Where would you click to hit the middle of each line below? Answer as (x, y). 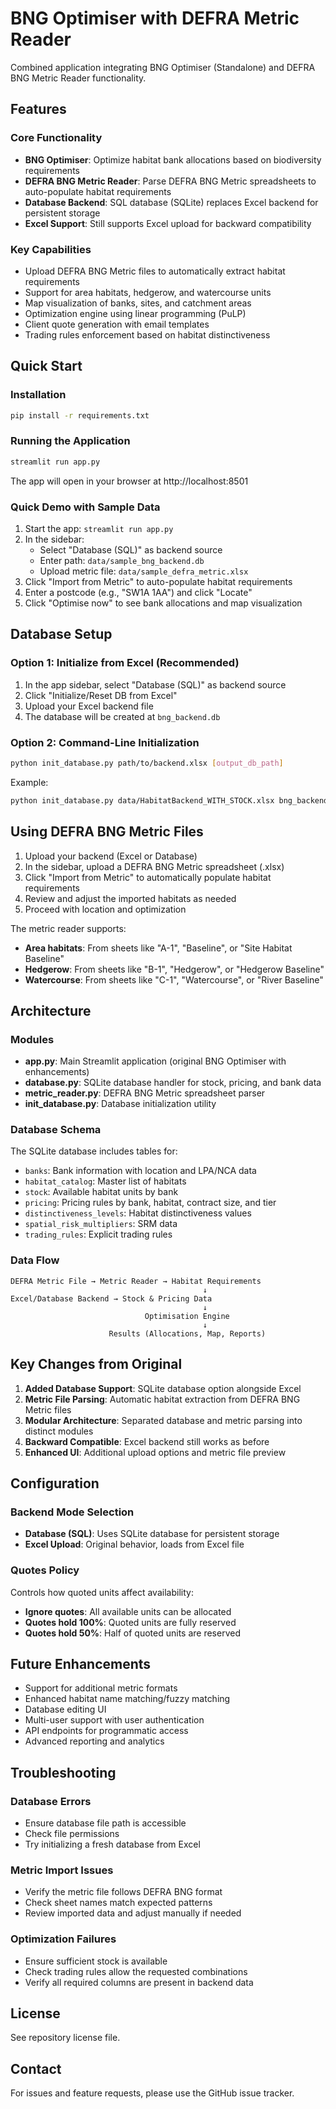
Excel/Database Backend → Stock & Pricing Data (111, 1298)
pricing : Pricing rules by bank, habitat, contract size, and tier (150, 1203)
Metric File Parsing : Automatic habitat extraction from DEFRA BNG (162, 1399)
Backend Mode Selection (72, 1512)
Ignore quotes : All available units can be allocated (128, 1611)
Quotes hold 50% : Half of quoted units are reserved (132, 1633)
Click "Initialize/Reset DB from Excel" (101, 695)
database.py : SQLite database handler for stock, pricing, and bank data (173, 1083)
